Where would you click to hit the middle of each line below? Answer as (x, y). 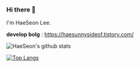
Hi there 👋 (21, 10)
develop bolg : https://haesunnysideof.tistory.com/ (70, 34)
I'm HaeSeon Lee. (29, 23)
